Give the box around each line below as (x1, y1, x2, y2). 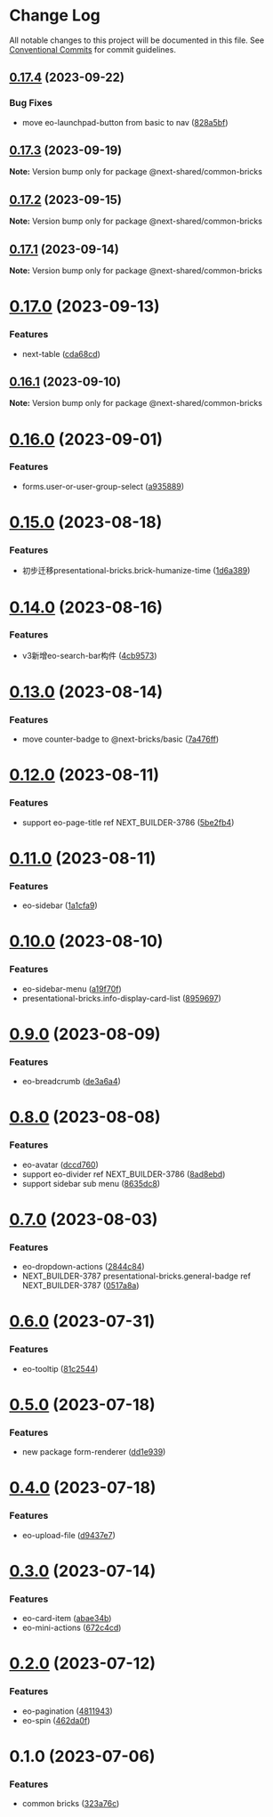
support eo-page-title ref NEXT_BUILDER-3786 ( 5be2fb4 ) (21, 816, 235, 828)
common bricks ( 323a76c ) (21, 1798, 120, 1809)
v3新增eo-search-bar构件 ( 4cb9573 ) (21, 650, 157, 661)
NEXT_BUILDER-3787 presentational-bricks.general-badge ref (21, 1270, 252, 1282)
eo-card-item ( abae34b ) (21, 1613, 112, 1624)
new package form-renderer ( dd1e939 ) (21, 1447, 166, 1457)
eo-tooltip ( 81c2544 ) (21, 1363, 99, 1374)
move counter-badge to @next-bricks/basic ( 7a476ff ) (21, 734, 220, 744)
